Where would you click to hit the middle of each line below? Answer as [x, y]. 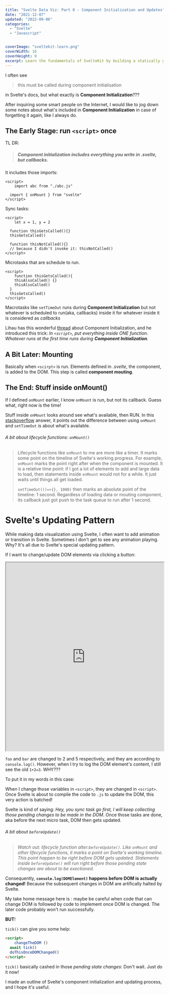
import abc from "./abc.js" [43, 186]
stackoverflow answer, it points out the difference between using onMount [81, 420]
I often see [16, 75]
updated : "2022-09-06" [29, 19]
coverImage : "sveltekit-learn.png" [42, 47]
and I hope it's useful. [28, 987]
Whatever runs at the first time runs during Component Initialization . [77, 339]
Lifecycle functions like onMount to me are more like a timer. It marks [87, 453]
